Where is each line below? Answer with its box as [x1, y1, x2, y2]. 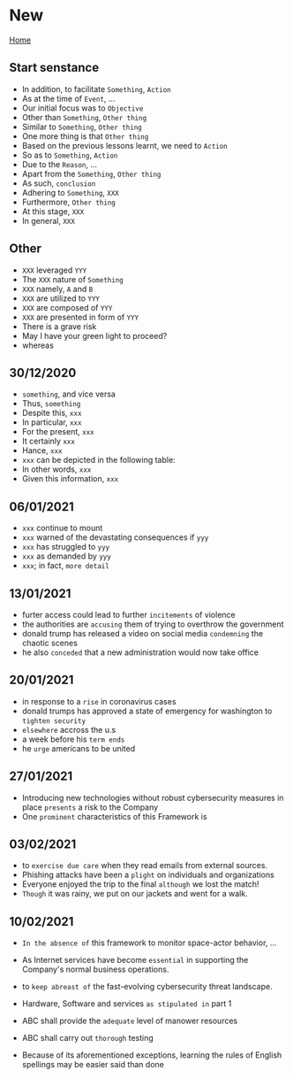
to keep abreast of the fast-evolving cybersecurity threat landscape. [21, 982, 273, 992]
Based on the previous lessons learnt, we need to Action [21, 140, 228, 150]
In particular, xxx [21, 417, 82, 427]
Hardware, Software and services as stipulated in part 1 [21, 998, 232, 1009]
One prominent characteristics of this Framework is [21, 811, 207, 821]
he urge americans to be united [21, 743, 136, 753]
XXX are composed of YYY [21, 302, 113, 312]
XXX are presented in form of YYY [21, 312, 139, 322]
